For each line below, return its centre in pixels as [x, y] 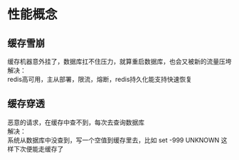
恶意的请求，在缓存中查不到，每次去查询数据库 [76, 122]
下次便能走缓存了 [38, 149]
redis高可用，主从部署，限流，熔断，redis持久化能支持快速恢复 [100, 79]
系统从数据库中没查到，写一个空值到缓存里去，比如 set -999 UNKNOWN [113, 140]
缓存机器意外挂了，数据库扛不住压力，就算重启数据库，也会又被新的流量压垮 [119, 62]
